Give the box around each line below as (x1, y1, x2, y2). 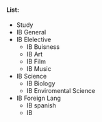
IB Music (26, 65, 52, 73)
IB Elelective (16, 35, 51, 44)
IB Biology (26, 79, 55, 88)
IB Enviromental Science (26, 87, 96, 95)
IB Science (16, 72, 47, 81)
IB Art (26, 50, 43, 59)
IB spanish (26, 101, 56, 110)
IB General (16, 28, 47, 37)
